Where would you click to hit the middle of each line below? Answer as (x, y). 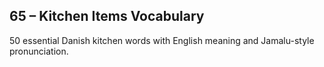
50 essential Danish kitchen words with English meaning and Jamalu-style (162, 40)
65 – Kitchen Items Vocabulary (107, 16)
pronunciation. (39, 51)
